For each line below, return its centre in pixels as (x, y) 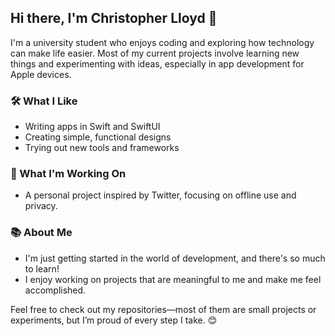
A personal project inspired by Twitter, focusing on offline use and (160, 195)
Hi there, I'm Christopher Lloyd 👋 (114, 18)
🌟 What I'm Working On (68, 174)
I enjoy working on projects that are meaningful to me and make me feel (173, 279)
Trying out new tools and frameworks (102, 148)
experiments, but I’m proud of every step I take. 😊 (114, 320)
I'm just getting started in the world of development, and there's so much (175, 258)
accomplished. (55, 290)
